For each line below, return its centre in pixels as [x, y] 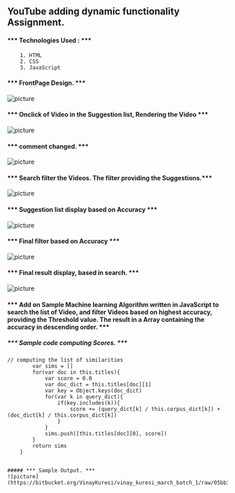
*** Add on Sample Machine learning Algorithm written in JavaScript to [113, 304]
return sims [50, 446]
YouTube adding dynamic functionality [93, 12]
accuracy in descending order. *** [58, 327]
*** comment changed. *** [48, 146]
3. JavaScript [40, 67]
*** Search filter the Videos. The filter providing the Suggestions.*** [110, 177]
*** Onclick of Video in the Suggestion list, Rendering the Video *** [108, 114]
